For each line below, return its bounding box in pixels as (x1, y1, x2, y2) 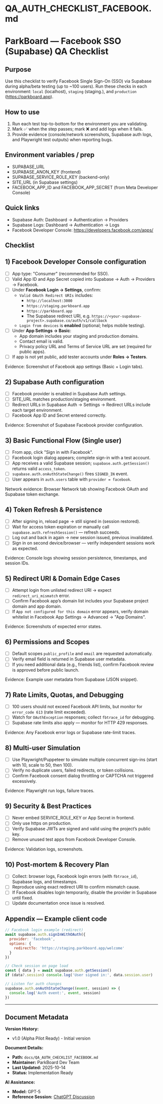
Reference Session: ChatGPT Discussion (12, 1094, 95, 1100)
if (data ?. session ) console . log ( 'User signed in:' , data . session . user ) (5, 973, 153, 978)
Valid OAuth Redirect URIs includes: (19, 292, 94, 298)
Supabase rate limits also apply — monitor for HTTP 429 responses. (12, 720, 148, 726)
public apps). (19, 349, 46, 355)
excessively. (12, 778, 37, 784)
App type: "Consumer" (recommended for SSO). (12, 271, 109, 276)
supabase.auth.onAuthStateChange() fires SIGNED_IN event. (12, 471, 129, 477)
